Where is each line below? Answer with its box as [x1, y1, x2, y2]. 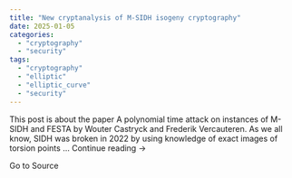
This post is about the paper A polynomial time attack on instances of [9, 114, 269, 125]
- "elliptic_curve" [17, 80, 92, 89]
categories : [9, 30, 54, 39]
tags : [9, 55, 30, 64]
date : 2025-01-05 [9, 22, 75, 31]
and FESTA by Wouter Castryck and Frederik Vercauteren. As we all [30, 123, 283, 134]
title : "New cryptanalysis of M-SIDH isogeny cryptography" [9, 13, 242, 23]
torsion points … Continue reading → [9, 142, 147, 154]
